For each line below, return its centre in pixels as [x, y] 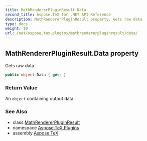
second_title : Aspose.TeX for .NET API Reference [58, 15]
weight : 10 [17, 29]
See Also [16, 111]
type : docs [17, 24]
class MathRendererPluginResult [46, 122]
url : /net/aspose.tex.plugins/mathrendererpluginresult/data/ [71, 33]
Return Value [21, 87]
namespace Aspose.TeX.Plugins [46, 128]
